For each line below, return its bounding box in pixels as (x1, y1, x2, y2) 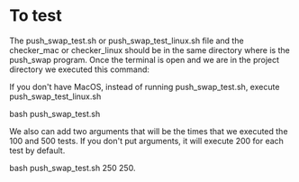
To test (9, 5, 62, 26)
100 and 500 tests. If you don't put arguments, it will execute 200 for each (9, 135, 284, 146)
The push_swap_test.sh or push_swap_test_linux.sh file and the (9, 35, 245, 46)
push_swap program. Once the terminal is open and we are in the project (9, 54, 280, 65)
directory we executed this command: (9, 64, 150, 75)
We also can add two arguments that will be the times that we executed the (9, 125, 288, 136)
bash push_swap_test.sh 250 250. (9, 162, 136, 173)
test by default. (9, 145, 66, 156)
